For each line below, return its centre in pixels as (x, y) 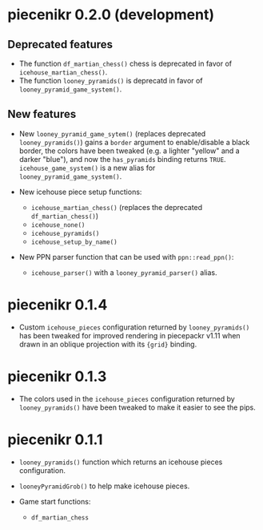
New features (42, 114)
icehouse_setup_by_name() (74, 242)
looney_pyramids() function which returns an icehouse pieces (121, 462)
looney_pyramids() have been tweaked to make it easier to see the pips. (137, 407)
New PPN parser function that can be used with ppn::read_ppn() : (126, 257)
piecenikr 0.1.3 (57, 376)
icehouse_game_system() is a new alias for (87, 168)
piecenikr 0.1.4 (58, 305)
